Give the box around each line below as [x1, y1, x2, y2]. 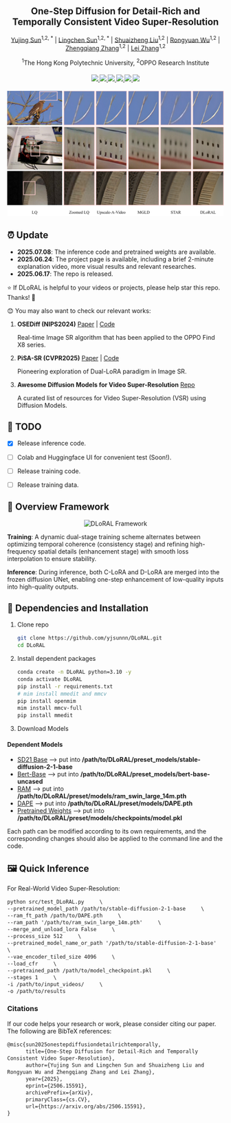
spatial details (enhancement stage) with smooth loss [37, 547, 189, 556]
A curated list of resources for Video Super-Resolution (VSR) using [16, 393, 206, 402]
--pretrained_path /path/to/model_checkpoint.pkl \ [7, 968, 170, 974]
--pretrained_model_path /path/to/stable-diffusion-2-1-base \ [7, 906, 205, 913]
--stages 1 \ [7, 974, 57, 981]
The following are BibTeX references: [7, 1027, 112, 1035]
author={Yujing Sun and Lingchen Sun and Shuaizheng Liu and [25, 1062, 205, 1069]
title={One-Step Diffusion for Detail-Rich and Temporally [25, 1048, 198, 1055]
